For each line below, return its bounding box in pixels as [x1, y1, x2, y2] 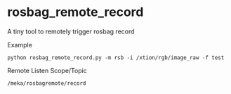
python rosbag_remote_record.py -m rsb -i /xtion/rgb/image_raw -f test [7, 54, 225, 61]
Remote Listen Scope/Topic [7, 66, 88, 75]
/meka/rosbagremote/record [7, 79, 86, 87]
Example [7, 40, 33, 49]
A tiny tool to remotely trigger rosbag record [7, 27, 135, 36]
